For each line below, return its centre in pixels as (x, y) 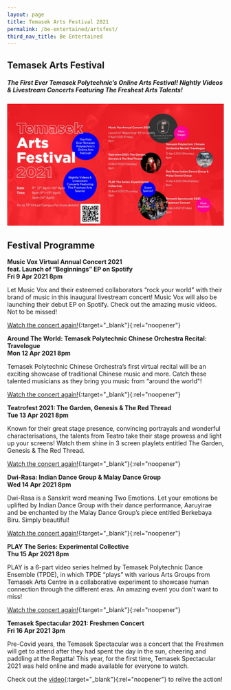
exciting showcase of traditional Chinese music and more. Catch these (107, 374)
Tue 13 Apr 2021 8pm (38, 415)
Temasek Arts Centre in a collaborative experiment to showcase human (108, 582)
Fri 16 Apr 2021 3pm (36, 630)
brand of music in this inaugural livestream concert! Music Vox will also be (112, 297)
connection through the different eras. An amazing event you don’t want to (113, 589)
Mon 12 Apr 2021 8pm (39, 353)
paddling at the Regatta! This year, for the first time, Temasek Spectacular (112, 658)
